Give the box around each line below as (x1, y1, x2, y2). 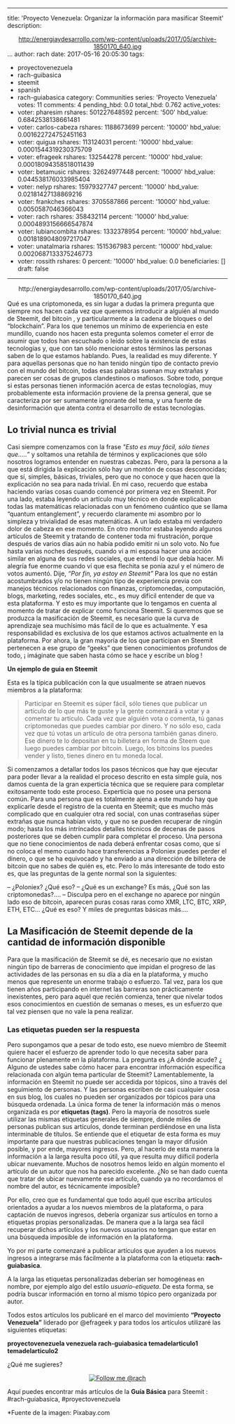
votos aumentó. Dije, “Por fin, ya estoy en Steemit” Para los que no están (7, 569, 218, 577)
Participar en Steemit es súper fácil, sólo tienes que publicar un (24, 699, 208, 708)
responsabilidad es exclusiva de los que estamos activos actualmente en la (7, 629, 224, 637)
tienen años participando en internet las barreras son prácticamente (7, 985, 204, 993)
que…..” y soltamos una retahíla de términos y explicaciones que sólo (7, 450, 208, 458)
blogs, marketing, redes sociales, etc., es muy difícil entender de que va (7, 591, 215, 600)
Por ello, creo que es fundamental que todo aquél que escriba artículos (7, 1196, 212, 1204)
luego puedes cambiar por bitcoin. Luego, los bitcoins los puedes (24, 744, 213, 752)
